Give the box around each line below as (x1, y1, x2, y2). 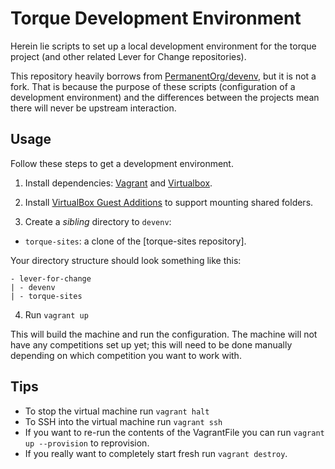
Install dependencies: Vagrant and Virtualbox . (24, 177, 213, 189)
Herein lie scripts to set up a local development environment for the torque (10, 40, 317, 52)
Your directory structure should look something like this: (10, 254, 242, 266)
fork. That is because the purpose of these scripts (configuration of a (10, 80, 296, 92)
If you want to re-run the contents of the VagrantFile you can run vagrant (24, 426, 325, 438)
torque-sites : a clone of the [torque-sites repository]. (24, 235, 247, 247)
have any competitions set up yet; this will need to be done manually (10, 338, 293, 351)
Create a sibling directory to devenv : (24, 215, 172, 227)
